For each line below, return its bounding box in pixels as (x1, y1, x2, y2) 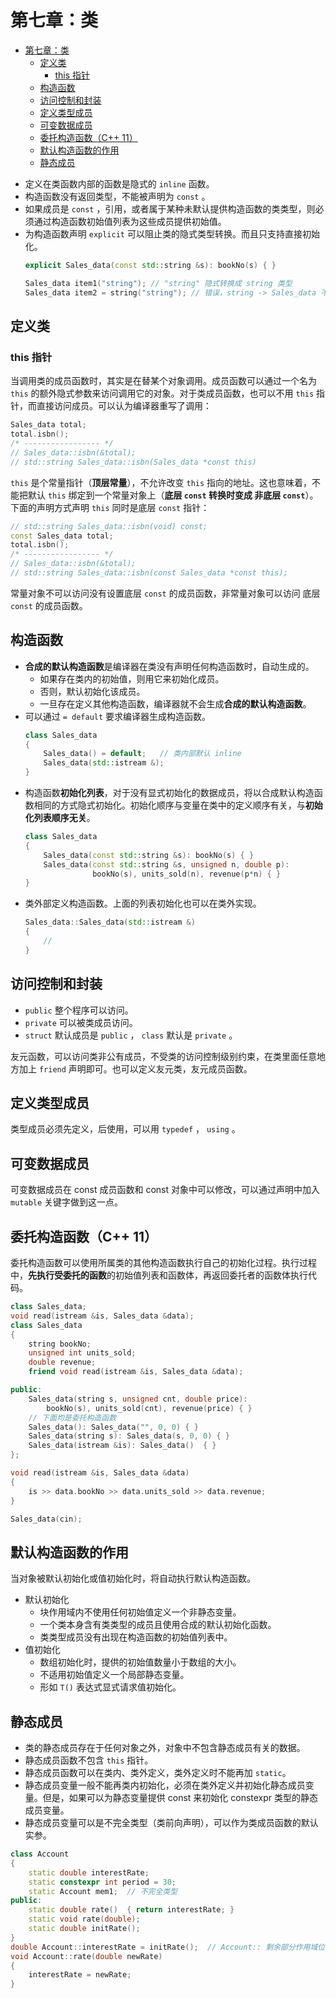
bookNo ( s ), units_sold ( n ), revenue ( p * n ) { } (92, 869, 282, 879)
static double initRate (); (28, 1924, 141, 1934)
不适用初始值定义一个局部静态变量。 (39, 1669, 190, 1681)
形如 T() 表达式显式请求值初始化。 (39, 1681, 182, 1693)
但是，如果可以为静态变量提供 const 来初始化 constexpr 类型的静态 (42, 1792, 319, 1804)
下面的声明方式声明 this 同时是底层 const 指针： (10, 501, 210, 513)
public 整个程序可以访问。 (24, 1004, 134, 1016)
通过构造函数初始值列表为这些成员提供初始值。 (33, 215, 227, 227)
